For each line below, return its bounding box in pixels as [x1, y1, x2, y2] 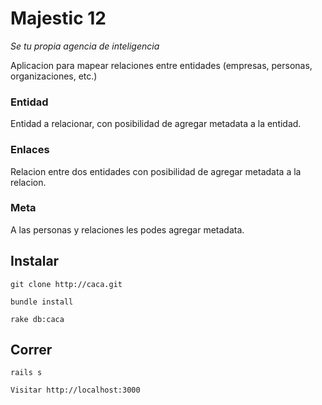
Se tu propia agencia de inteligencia [10, 40, 160, 52]
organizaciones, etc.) [10, 70, 98, 82]
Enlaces [10, 143, 50, 157]
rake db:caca [10, 314, 65, 324]
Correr [10, 342, 53, 359]
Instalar [10, 253, 60, 270]
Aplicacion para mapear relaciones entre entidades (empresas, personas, [10, 59, 313, 71]
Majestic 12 [10, 7, 107, 30]
